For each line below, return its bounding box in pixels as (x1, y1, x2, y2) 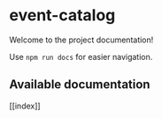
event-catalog (9, 5, 116, 26)
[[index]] (9, 100, 42, 111)
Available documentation (9, 77, 150, 93)
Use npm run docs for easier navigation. (9, 51, 153, 62)
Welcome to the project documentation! (9, 34, 154, 45)
